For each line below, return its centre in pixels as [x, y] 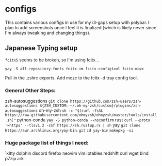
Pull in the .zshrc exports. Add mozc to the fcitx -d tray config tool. [72, 78]
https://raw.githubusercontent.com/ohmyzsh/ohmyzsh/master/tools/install [81, 115]
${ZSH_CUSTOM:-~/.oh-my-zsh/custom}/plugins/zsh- [91, 106]
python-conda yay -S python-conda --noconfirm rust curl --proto [83, 120]
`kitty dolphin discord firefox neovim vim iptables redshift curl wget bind [77, 153]
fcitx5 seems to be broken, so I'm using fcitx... [52, 60]
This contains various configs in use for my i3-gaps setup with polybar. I [77, 22]
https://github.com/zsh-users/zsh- [106, 101]
